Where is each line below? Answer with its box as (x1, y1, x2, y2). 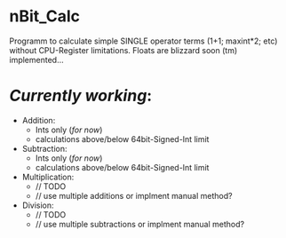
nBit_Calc (9, 6, 81, 27)
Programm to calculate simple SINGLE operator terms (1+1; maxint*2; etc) (9, 36, 278, 46)
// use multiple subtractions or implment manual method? (35, 218, 245, 229)
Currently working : (9, 86, 153, 106)
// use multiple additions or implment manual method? (35, 190, 233, 201)
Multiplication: (21, 171, 75, 182)
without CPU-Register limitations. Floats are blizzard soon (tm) (9, 44, 238, 55)
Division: (21, 200, 55, 210)
